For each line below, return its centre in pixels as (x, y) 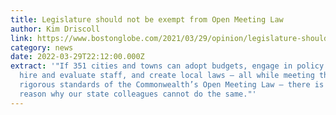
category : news (42, 47)
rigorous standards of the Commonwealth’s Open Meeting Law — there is (172, 85)
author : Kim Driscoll (55, 29)
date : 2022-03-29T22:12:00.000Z (77, 57)
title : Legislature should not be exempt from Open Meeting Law (147, 19)
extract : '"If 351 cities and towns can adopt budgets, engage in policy (167, 66)
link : (21, 38)
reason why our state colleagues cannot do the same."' (138, 94)
